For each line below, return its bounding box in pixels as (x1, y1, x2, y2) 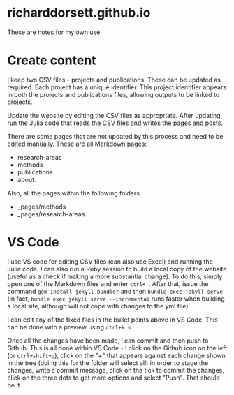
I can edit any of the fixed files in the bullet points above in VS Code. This (7, 315, 218, 324)
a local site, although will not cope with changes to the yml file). (7, 301, 191, 310)
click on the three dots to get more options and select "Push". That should (7, 373, 220, 382)
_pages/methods (17, 202, 66, 211)
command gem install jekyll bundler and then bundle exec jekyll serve (7, 287, 224, 295)
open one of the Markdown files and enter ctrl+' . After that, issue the (7, 279, 209, 288)
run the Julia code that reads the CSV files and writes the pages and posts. (7, 119, 224, 127)
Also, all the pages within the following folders (7, 188, 140, 197)
